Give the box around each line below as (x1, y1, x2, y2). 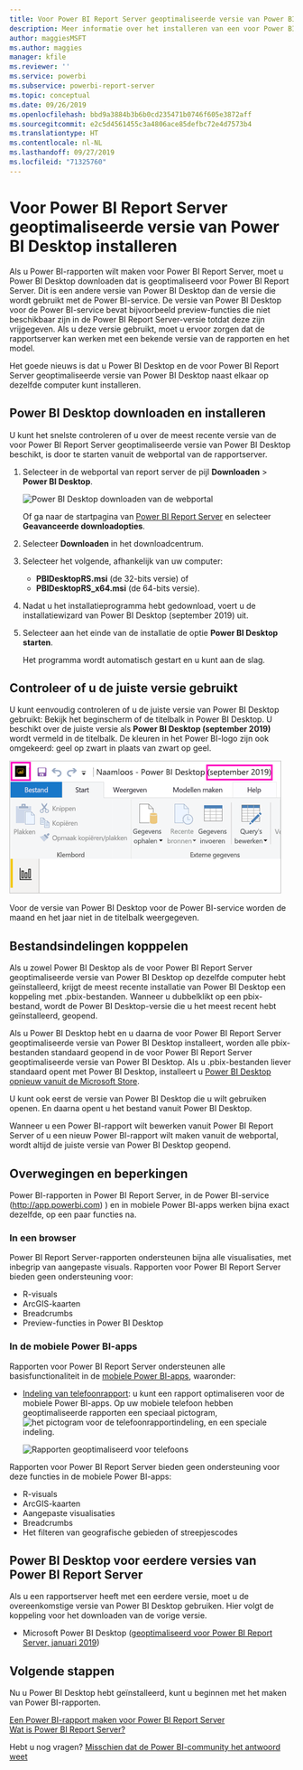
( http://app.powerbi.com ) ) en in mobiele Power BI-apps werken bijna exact (9, 1199, 290, 1210)
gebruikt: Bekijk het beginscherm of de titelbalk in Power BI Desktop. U (9, 714, 273, 725)
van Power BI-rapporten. (9, 1697, 101, 1708)
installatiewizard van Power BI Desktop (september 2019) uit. (22, 610, 249, 621)
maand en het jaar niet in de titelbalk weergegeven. (9, 913, 200, 923)
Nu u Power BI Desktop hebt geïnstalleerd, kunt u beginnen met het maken (9, 1688, 287, 1699)
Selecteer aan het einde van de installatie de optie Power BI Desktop (22, 627, 279, 638)
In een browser (9, 1232, 77, 1244)
